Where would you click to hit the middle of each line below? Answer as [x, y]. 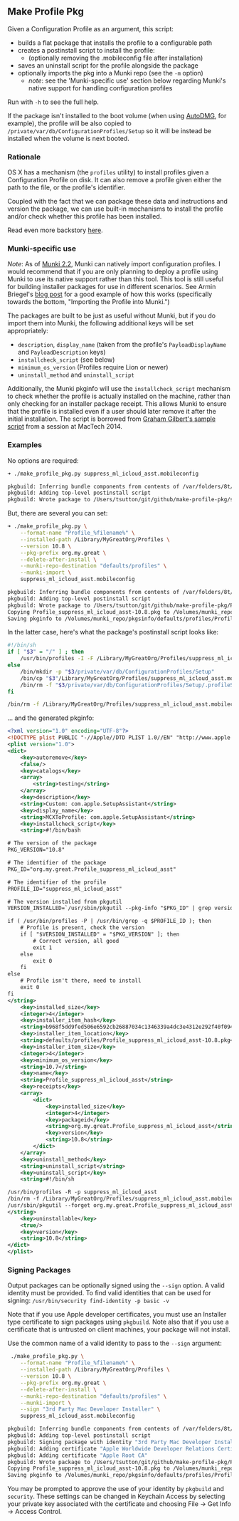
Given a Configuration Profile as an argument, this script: [91, 28]
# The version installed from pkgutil [65, 901]
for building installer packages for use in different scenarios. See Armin [112, 287]
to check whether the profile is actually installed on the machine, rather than [119, 396]
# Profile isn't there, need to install [81, 981]
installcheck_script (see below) [66, 360]
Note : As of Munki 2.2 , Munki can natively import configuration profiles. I [114, 264]
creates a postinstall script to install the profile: [86, 50]
